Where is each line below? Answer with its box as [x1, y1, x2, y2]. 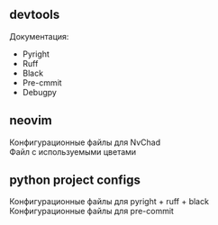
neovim [9, 112, 52, 129]
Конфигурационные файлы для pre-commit [9, 206, 174, 217]
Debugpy [22, 86, 57, 97]
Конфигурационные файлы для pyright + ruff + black [9, 196, 210, 207]
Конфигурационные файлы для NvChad [9, 137, 161, 148]
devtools [9, 7, 60, 22]
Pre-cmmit [22, 76, 62, 88]
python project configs [9, 173, 141, 188]
